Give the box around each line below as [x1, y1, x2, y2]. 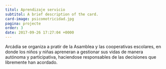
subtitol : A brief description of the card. [5, 12, 99, 17]
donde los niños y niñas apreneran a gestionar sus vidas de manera [5, 49, 144, 55]
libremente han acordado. [5, 60, 58, 65]
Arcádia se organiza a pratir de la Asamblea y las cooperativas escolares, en [5, 44, 161, 49]
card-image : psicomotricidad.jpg [5, 16, 74, 21]
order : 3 [5, 26, 23, 31]
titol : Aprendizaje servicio [5, 7, 65, 12]
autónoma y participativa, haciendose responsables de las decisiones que [5, 54, 157, 60]
